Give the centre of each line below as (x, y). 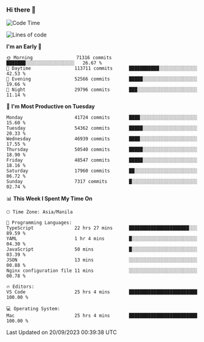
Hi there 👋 (21, 10)
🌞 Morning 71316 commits (59, 58)
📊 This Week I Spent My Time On (49, 199)
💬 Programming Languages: (39, 223)
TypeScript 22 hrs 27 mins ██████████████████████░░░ (102, 228)
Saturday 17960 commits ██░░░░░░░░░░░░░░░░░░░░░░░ (102, 171)
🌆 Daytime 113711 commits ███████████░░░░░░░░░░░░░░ (102, 69)
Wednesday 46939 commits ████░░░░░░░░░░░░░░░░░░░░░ (102, 139)
